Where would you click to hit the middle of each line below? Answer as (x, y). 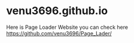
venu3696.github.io (57, 11)
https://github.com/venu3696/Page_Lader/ (59, 33)
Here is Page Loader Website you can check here (67, 27)
